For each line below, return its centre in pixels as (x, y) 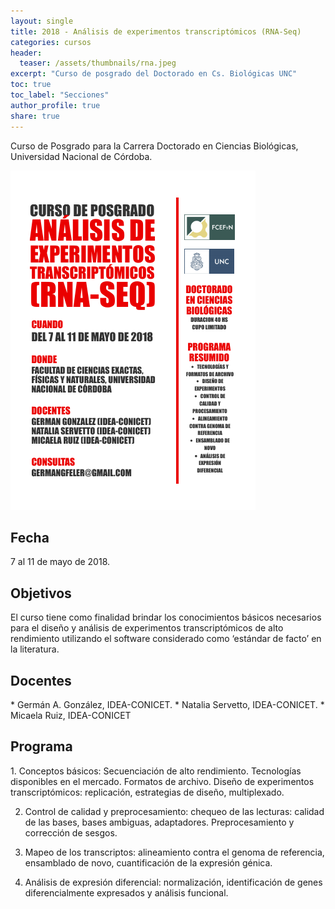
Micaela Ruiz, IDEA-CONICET (71, 715)
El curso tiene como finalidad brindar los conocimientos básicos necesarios (166, 617)
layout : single (42, 21)
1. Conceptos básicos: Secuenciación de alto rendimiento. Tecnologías (156, 771)
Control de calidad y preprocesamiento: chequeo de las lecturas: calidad (174, 811)
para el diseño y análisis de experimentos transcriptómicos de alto (147, 628)
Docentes (41, 680)
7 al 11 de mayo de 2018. (60, 562)
